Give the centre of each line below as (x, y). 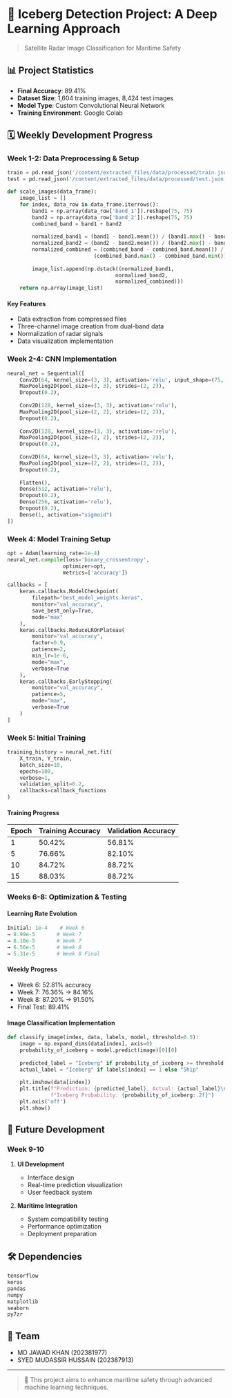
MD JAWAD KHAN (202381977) (62, 1353)
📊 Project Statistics (51, 71)
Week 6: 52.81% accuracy (54, 985)
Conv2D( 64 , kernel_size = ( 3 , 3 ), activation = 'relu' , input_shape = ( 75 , (122, 380)
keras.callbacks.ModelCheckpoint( (69, 591)
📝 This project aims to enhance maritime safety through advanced (118, 1380)
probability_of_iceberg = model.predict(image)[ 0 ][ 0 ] (98, 1050)
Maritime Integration (47, 1206)
